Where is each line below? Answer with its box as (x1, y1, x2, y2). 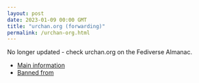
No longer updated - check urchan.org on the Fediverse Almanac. (7, 48, 193, 56)
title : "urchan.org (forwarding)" (7, 23, 106, 29)
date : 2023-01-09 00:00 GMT (7, 16, 88, 23)
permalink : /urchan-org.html (7, 29, 90, 36)
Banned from (16, 69, 54, 77)
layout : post (7, 10, 44, 17)
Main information (16, 61, 65, 69)
